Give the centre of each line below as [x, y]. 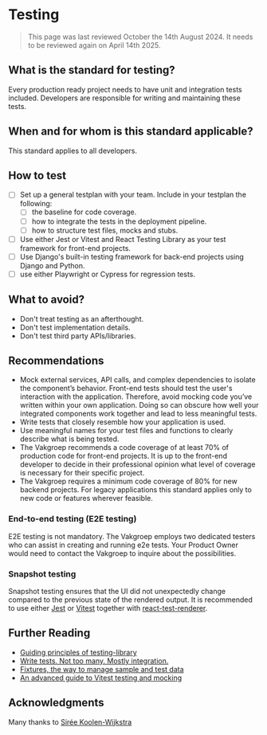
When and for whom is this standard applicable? [131, 132]
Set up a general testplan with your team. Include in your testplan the [133, 195]
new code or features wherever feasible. [86, 498]
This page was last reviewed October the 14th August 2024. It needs [140, 37]
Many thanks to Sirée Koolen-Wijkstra [70, 721]
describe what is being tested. [69, 439]
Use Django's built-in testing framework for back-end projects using [132, 256]
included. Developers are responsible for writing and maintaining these [124, 98]
